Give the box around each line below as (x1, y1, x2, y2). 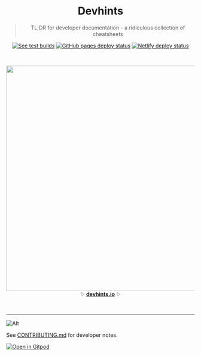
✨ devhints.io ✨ (80, 290, 121, 298)
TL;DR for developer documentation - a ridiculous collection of (31, 24, 185, 31)
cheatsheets (92, 30, 124, 37)
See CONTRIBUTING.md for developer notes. (6, 331, 118, 339)
